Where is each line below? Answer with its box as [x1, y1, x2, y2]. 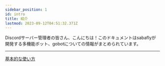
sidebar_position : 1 [5, 7, 48, 12]
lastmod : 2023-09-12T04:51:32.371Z [5, 21, 78, 26]
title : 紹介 [5, 16, 28, 21]
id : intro [5, 12, 26, 17]
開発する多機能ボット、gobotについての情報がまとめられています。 [5, 41, 141, 47]
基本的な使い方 [5, 56, 35, 62]
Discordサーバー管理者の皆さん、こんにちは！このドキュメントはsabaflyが [5, 35, 156, 41]
